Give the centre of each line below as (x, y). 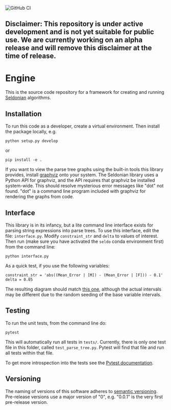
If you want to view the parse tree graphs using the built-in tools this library (84, 170)
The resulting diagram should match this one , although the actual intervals (83, 289)
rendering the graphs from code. (40, 197)
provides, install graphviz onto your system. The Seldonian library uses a (82, 175)
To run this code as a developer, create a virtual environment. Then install (82, 126)
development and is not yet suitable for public (80, 32)
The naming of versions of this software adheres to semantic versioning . (81, 391)
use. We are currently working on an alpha (74, 40)
